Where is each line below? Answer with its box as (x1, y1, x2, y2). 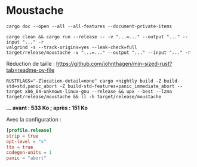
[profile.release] (6, 127, 52, 133)
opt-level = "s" (6, 138, 47, 144)
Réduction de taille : (6, 60, 55, 67)
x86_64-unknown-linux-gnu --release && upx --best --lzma (24, 88, 172, 95)
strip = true (6, 133, 39, 139)
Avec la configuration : (6, 116, 61, 123)
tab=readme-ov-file (6, 66, 55, 74)
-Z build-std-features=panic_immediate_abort (59, 83, 175, 89)
